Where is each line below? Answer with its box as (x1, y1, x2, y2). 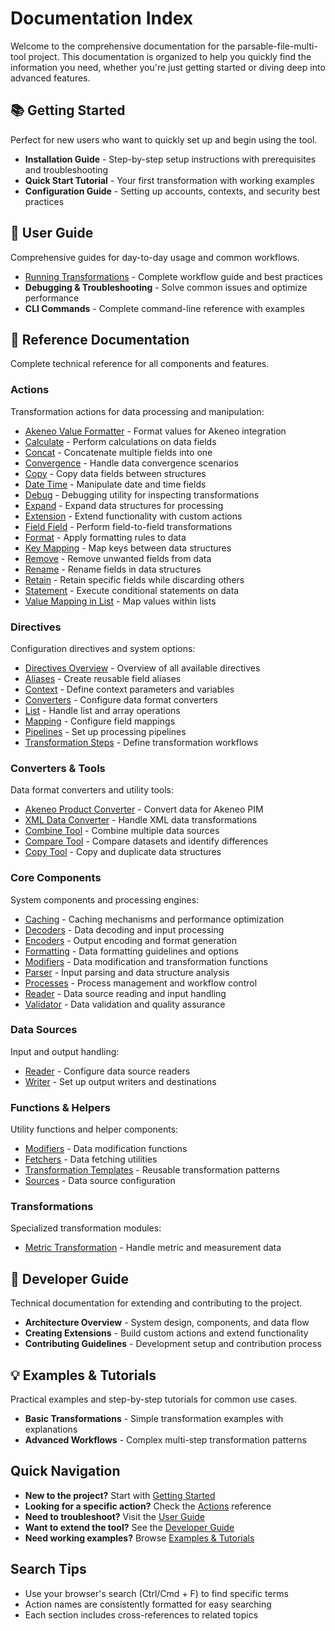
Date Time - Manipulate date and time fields (24, 478, 207, 490)
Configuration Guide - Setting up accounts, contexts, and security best (24, 185, 321, 197)
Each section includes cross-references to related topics (24, 1608, 259, 1621)
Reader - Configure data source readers (24, 1065, 191, 1077)
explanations (24, 1423, 78, 1436)
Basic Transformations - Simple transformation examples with (24, 1413, 284, 1425)
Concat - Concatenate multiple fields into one (24, 446, 213, 458)
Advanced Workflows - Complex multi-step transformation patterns (24, 1434, 307, 1446)
